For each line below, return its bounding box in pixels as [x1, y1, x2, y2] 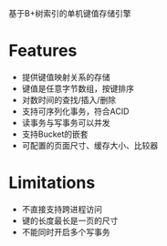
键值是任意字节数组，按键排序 [21, 83, 134, 94]
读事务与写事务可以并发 [21, 117, 110, 128]
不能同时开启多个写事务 [21, 226, 110, 237]
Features [8, 40, 78, 61]
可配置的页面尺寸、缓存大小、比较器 [21, 139, 159, 150]
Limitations [8, 172, 96, 193]
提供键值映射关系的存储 [21, 71, 110, 82]
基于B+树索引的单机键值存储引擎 [8, 8, 131, 18]
